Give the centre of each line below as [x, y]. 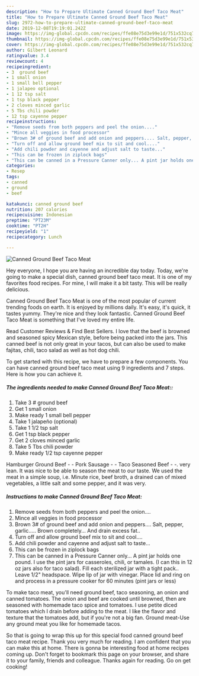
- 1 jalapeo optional [33, 89]
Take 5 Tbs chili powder [44, 446]
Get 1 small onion [36, 408]
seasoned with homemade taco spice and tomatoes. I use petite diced [92, 605]
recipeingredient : [29, 67]
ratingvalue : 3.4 [28, 56]
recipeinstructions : [32, 122]
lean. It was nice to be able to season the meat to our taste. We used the [94, 471]
